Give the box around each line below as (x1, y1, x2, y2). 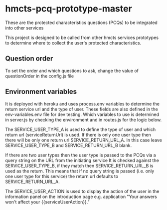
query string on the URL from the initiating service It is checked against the (5, 157, 160, 163)
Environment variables (5, 87, 77, 96)
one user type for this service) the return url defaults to (5, 173, 119, 179)
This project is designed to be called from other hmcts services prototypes (5, 34, 159, 40)
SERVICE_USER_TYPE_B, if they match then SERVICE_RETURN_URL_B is (5, 162, 154, 168)
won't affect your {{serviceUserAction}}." (5, 198, 90, 205)
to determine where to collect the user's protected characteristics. (5, 39, 142, 45)
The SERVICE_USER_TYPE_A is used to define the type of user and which (5, 126, 156, 132)
